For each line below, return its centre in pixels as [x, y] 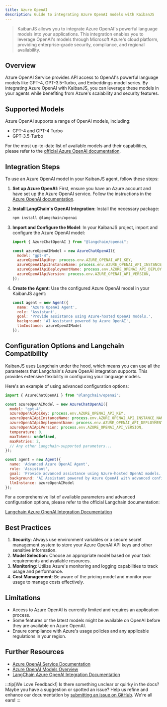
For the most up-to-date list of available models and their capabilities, [76, 146]
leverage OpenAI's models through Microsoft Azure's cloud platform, [88, 39]
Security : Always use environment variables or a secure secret [77, 540]
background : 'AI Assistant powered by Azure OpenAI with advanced [80, 478]
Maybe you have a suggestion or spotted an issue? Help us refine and [77, 690]
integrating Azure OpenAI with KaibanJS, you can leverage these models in [82, 88]
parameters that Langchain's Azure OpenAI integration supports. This [76, 371]
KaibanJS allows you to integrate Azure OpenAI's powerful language [87, 28]
